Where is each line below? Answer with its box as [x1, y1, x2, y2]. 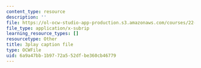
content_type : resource [6, 8, 66, 15]
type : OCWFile [6, 47, 42, 53]
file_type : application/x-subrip [6, 25, 90, 31]
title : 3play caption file [6, 42, 74, 48]
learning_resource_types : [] [6, 31, 79, 37]
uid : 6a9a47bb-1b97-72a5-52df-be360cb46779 [6, 53, 117, 59]
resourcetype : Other [6, 36, 58, 42]
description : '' [6, 14, 47, 20]
